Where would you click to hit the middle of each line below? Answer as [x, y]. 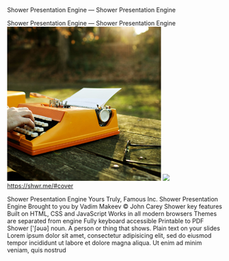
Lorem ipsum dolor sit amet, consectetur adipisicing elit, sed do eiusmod [109, 235]
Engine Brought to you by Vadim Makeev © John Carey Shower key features [114, 206]
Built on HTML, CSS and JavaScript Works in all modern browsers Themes [112, 214]
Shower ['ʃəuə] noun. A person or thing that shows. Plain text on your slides [114, 228]
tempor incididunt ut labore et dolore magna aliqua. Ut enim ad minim [105, 243]
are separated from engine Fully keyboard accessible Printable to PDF [106, 221]
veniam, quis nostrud [37, 250]
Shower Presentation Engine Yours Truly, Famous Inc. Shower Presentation [113, 199]
